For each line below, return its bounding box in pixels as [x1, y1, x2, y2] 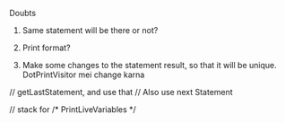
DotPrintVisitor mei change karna [22, 69, 145, 80]
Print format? [22, 42, 71, 53]
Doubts [9, 8, 37, 18]
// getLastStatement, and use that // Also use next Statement [9, 87, 233, 97]
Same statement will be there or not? [22, 25, 159, 35]
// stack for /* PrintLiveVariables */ [9, 104, 136, 115]
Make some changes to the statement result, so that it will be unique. [22, 60, 277, 70]
